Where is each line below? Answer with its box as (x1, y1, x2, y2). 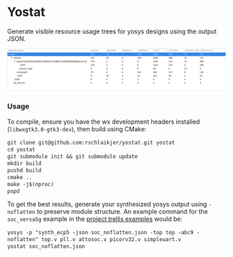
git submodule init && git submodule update (7, 153, 138, 160)
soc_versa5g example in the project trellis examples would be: (7, 215, 182, 223)
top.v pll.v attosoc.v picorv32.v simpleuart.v (41, 235, 182, 243)
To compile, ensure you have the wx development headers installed (7, 117, 200, 126)
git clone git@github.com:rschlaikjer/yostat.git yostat (7, 139, 175, 146)
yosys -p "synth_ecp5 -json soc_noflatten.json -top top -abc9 (7, 229, 194, 236)
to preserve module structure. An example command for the (37, 207, 208, 215)
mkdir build (7, 160, 42, 167)
